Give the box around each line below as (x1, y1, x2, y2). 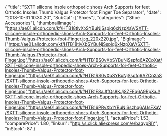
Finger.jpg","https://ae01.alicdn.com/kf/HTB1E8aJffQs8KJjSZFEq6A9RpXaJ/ (5, 89, 160, 94)
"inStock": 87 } (5, 126, 36, 131)
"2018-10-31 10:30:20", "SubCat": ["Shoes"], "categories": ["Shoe (5, 15, 140, 20)
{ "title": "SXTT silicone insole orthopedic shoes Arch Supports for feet (5, 4, 150, 10)
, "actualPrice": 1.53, (108, 115, 150, 121)
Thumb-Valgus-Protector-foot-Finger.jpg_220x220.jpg (5, 36, 117, 42)
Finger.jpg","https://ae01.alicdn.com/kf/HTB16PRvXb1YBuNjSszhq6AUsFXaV (5, 104, 161, 110)
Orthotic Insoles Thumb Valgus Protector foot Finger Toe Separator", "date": (5, 9, 161, 15)
